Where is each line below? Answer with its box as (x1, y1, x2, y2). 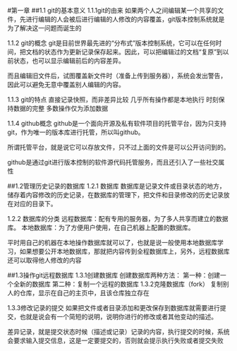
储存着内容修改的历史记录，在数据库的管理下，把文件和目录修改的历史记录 (7, 191, 224, 199)
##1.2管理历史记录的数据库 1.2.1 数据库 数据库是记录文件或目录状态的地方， (7, 182, 226, 190)
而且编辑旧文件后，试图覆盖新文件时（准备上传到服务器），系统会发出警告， (7, 71, 227, 80)
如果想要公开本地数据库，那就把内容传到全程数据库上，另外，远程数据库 (19, 247, 230, 256)
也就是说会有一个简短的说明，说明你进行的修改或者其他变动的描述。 (19, 313, 217, 321)
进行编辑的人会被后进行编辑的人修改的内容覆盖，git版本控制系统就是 (25, 15, 225, 23)
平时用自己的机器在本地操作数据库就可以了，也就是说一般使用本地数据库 (7, 239, 217, 246)
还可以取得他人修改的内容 (7, 256, 82, 264)
